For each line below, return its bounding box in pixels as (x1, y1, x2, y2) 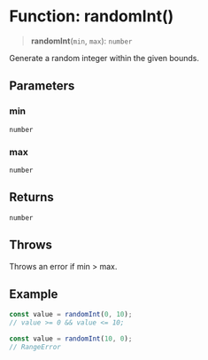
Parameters (9, 78, 75, 94)
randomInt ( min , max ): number (30, 35, 133, 46)
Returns (9, 190, 55, 205)
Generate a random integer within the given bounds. (9, 52, 200, 63)
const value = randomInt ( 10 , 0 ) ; (9, 334, 133, 343)
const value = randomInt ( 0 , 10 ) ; (9, 310, 133, 319)
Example (9, 286, 58, 301)
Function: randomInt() (9, 6, 174, 27)
